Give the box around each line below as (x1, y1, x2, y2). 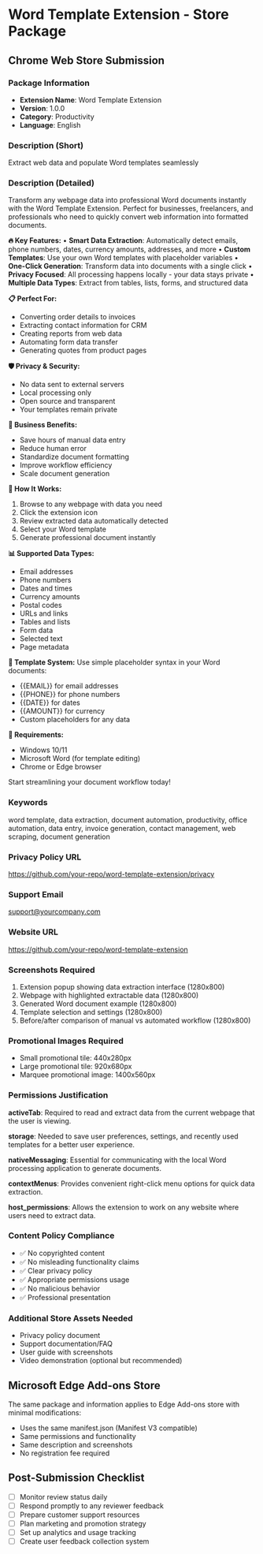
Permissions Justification (8, 1090, 109, 1101)
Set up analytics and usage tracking (19, 1528, 136, 1537)
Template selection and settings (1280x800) (19, 1007, 163, 1016)
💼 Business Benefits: (8, 420, 77, 430)
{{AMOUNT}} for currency (19, 706, 105, 716)
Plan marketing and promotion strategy (19, 1519, 147, 1528)
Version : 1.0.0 (19, 103, 65, 113)
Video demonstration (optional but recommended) (19, 1356, 183, 1366)
